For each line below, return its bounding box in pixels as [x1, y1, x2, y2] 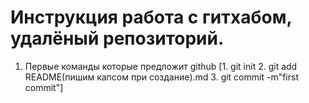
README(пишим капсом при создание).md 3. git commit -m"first [24, 71, 299, 83]
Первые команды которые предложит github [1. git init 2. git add [24, 60, 298, 72]
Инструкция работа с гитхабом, [10, 6, 292, 29]
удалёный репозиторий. [10, 27, 225, 50]
